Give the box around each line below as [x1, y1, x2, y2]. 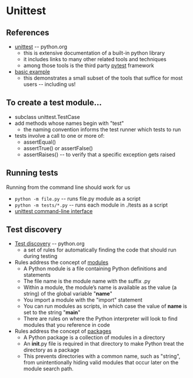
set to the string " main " [23, 309, 81, 316]
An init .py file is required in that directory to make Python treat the [23, 340, 184, 347]
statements [23, 271, 51, 278]
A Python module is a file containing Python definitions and [23, 265, 167, 272]
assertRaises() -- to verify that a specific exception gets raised [23, 151, 175, 158]
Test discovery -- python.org [14, 240, 85, 247]
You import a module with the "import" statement [23, 296, 143, 304]
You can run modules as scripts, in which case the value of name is [23, 303, 187, 310]
